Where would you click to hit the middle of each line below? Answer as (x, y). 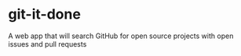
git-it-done (44, 14)
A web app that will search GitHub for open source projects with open (121, 36)
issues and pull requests (47, 44)
